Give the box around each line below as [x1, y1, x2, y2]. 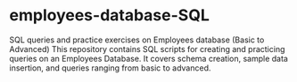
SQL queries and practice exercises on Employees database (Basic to [9, 34, 265, 45]
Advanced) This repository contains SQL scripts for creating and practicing [9, 43, 285, 54]
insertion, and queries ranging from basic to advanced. [9, 63, 211, 73]
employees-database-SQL [9, 5, 210, 26]
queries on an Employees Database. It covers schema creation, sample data [9, 53, 288, 63]
